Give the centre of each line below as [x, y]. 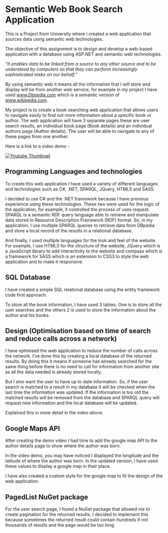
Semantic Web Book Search [64, 9]
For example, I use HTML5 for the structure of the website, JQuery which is [83, 245]
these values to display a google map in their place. [58, 466]
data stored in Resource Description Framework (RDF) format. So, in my [79, 220]
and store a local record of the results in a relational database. [69, 230]
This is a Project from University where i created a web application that [78, 34]
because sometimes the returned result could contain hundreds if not [77, 520]
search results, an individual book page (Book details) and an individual [79, 126]
